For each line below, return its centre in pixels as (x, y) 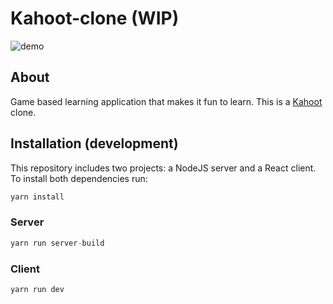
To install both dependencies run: (79, 178)
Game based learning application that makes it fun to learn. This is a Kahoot (166, 101)
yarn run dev (37, 289)
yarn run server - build (57, 243)
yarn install (37, 197)
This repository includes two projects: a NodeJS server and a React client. (163, 168)
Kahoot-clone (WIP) (95, 18)
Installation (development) (94, 143)
